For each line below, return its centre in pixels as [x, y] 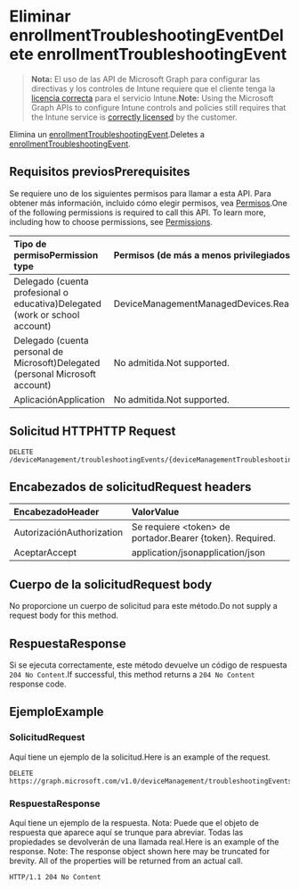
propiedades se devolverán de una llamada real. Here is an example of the [144, 842]
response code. [38, 684]
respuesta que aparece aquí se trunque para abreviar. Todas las [126, 832]
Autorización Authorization [68, 533]
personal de [39, 352]
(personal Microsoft [55, 374]
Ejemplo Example [57, 712]
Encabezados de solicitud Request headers [130, 487]
